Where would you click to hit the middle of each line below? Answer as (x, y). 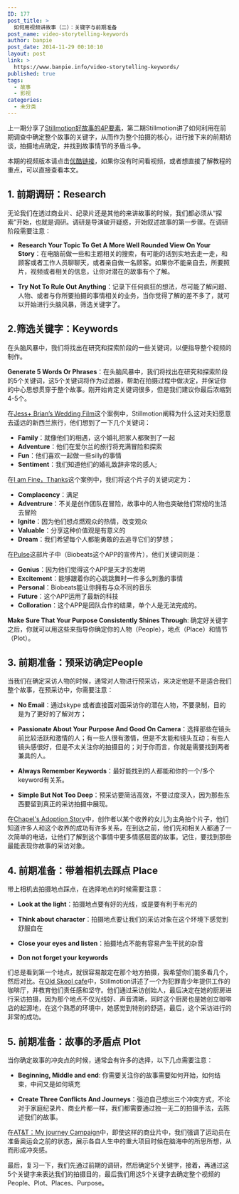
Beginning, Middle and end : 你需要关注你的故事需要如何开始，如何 (116, 1075)
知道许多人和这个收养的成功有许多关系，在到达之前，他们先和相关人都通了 (116, 828)
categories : (25, 101)
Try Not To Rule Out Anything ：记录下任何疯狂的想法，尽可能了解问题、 (124, 287)
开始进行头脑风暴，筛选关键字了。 (74, 304)
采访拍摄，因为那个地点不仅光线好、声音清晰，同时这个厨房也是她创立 (116, 999)
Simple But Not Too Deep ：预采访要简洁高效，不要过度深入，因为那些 (121, 795)
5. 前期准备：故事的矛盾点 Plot (74, 1041)
